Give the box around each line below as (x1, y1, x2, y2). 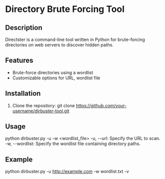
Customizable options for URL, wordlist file (12, 75, 101, 81)
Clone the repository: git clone (12, 102, 75, 108)
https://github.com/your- (75, 102, 127, 108)
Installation (5, 89, 41, 98)
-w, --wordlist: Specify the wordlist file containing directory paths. (5, 141, 141, 147)
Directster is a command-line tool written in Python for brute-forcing (5, 36, 146, 42)
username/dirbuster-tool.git (12, 108, 70, 114)
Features (5, 56, 33, 65)
